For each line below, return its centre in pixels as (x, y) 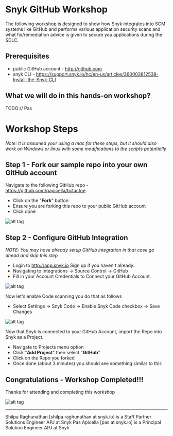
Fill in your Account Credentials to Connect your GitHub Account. (82, 277)
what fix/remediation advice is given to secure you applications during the (84, 34)
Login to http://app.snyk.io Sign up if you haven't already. (74, 265)
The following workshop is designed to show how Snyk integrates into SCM (85, 24)
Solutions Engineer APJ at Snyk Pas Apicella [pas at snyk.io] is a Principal (83, 422)
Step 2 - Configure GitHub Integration (67, 238)
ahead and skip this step (32, 256)
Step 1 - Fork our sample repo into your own (76, 165)
